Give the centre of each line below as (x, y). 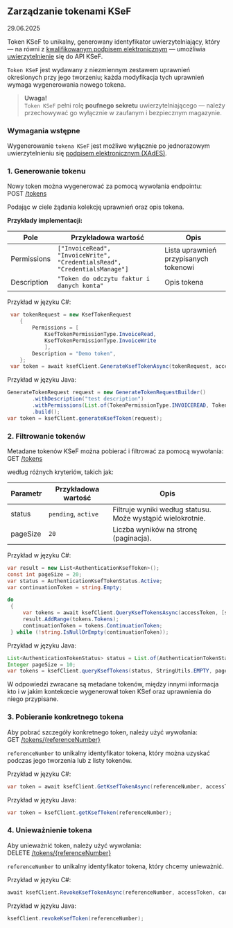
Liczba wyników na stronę (155, 529)
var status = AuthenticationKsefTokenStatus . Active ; (85, 581)
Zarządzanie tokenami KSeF (69, 11)
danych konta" (80, 286)
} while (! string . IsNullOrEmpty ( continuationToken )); (89, 632)
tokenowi (180, 268)
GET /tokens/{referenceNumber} (54, 739)
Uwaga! (35, 98)
